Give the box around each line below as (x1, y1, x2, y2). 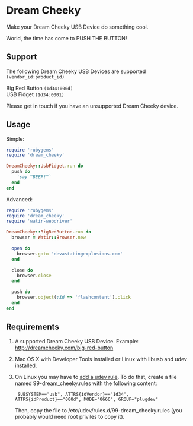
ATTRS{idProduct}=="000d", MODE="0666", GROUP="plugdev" (14, 396, 159, 402)
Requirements (6, 322, 59, 332)
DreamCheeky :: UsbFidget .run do (6, 163, 83, 169)
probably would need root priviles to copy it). (14, 413, 125, 420)
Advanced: (6, 195, 33, 203)
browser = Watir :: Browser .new (11, 235, 86, 241)
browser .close (17, 273, 52, 279)
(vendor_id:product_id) (6, 74, 65, 80)
